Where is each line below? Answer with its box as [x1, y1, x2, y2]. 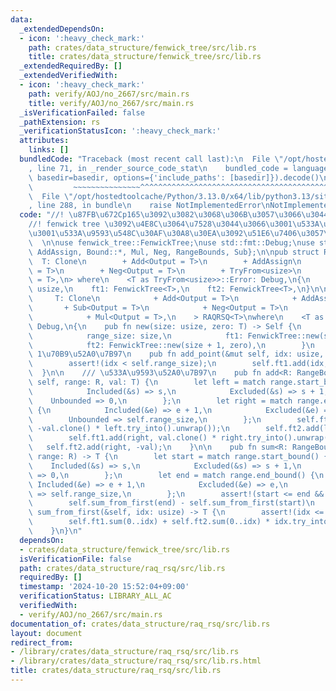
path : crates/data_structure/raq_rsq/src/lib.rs [19, 563, 226, 573]
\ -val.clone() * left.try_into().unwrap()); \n [28, 424, 230, 434]
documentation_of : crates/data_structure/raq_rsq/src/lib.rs [10, 619, 271, 629]
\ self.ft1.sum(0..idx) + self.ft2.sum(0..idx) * [28, 517, 271, 527]
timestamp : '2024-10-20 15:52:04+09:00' [19, 582, 190, 592]
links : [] [28, 145, 70, 155]
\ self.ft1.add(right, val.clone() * [28, 433, 217, 443]
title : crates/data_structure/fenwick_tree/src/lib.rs [28, 52, 262, 62]
